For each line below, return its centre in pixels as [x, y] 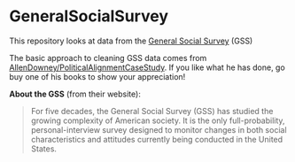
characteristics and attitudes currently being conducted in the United [157, 139]
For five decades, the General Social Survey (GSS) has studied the [152, 111]
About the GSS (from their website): [75, 94]
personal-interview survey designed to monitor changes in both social [159, 129]
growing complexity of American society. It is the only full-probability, [158, 120]
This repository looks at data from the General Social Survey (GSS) [131, 41]
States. [44, 149]
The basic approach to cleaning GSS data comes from [108, 58]
